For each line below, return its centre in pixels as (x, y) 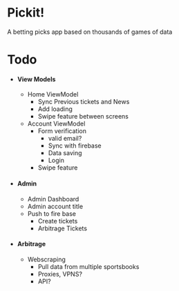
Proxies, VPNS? (60, 274)
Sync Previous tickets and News (84, 102)
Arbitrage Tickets (63, 228)
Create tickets (58, 221)
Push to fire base (52, 213)
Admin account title (55, 206)
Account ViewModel (56, 124)
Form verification (62, 131)
